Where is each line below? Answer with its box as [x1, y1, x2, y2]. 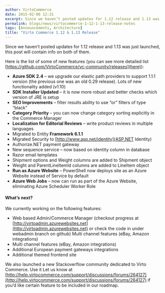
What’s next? [5, 194, 33, 200]
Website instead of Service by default [12, 173, 89, 179]
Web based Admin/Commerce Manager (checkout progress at [12, 215, 139, 221]
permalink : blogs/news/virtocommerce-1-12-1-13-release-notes [5, 21, 135, 26]
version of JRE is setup [12, 94, 59, 100]
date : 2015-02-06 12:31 [5, 12, 54, 17]
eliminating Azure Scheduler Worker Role [12, 183, 96, 189]
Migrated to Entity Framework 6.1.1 [12, 131, 83, 137]
